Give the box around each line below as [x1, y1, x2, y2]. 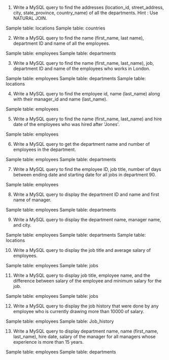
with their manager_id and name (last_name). [13, 96, 108, 102]
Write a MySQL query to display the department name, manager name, [13, 217, 161, 222]
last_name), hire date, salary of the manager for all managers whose [13, 333, 156, 340]
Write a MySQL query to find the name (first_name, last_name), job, [13, 60, 154, 66]
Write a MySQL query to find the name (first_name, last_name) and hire [13, 116, 162, 122]
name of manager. [13, 197, 52, 203]
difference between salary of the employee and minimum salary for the [13, 278, 162, 284]
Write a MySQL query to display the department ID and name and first [13, 191, 159, 197]
